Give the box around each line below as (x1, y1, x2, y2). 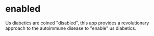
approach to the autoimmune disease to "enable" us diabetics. (5, 25, 137, 31)
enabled (5, 3, 41, 15)
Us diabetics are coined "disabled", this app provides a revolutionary (5, 20, 149, 26)
